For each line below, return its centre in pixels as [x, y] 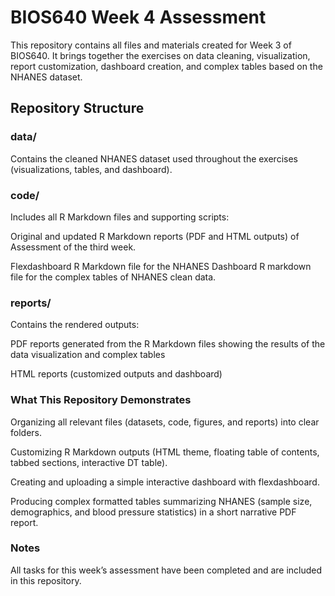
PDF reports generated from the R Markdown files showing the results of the [168, 344]
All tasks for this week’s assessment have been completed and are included [166, 570]
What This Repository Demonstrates [101, 400]
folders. [26, 432]
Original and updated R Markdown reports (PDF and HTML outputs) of [155, 236]
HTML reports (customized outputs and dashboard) [116, 374]
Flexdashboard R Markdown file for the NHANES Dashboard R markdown [161, 266]
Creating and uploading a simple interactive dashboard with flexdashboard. [165, 482]
